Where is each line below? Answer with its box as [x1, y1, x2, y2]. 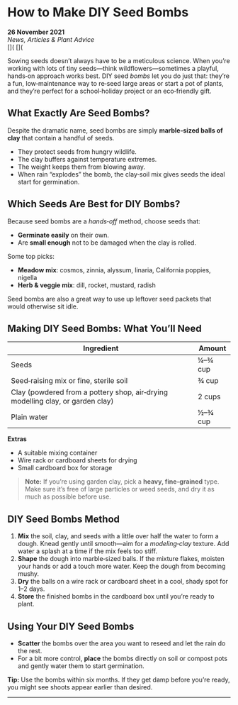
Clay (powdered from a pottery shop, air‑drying [11, 387, 169, 397]
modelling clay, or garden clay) [11, 396, 114, 406]
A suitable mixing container [17, 448, 98, 457]
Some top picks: [7, 252, 55, 260]
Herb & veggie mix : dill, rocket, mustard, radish [17, 281, 156, 289]
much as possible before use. [24, 492, 111, 501]
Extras [7, 435, 27, 443]
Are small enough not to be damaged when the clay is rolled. [17, 238, 197, 247]
